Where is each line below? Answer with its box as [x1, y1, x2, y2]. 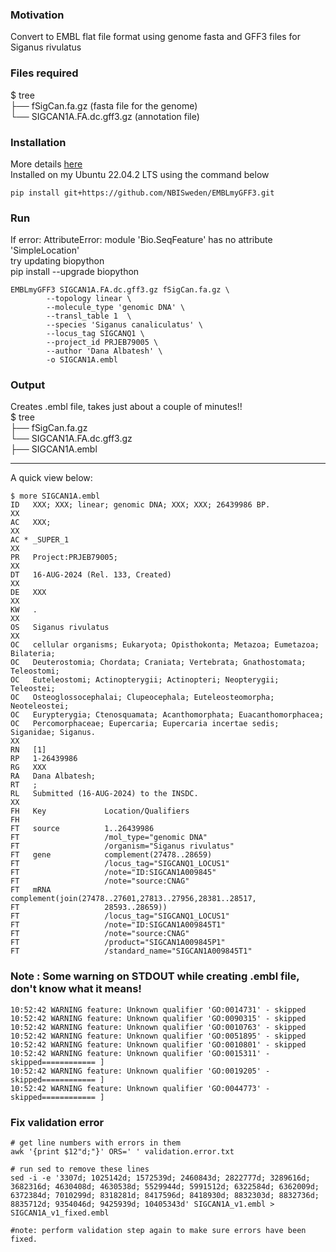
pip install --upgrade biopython [10, 266, 140, 278]
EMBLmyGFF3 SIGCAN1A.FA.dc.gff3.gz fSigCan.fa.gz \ [10, 285, 230, 295]
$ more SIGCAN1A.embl [10, 491, 101, 502]
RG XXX [10, 763, 47, 773]
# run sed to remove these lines [10, 1164, 150, 1175]
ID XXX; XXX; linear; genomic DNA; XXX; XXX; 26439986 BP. [10, 500, 271, 510]
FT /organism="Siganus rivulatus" [10, 841, 235, 852]
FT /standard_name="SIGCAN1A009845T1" [10, 946, 253, 957]
